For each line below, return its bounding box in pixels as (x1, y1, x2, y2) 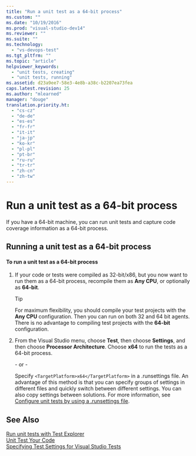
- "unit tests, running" (11, 74, 72, 80)
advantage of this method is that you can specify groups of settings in (14, 379, 185, 386)
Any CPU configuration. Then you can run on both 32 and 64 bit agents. (14, 313, 190, 320)
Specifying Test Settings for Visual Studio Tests (6, 443, 121, 450)
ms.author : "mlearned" (6, 91, 62, 97)
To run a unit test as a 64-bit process (6, 258, 98, 265)
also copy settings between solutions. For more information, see (14, 391, 171, 399)
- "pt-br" (11, 151, 35, 157)
